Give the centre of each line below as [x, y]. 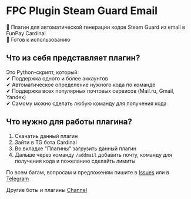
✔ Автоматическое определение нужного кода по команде [81, 85]
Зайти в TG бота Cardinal [46, 142]
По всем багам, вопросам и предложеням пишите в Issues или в [88, 172]
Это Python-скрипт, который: [43, 72]
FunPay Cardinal [26, 33]
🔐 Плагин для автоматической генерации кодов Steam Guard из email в [95, 27]
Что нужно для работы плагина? [69, 122]
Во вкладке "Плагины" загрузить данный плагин [76, 149]
